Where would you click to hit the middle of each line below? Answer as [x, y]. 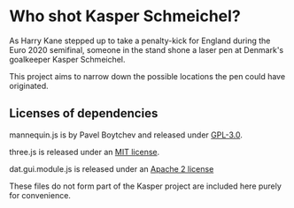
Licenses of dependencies [84, 113]
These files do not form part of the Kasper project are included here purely [145, 186]
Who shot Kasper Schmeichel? [125, 16]
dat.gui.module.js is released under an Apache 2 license [112, 168]
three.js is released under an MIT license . [85, 152]
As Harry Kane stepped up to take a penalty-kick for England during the [140, 41]
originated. [29, 85]
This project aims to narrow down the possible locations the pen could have [147, 76]
